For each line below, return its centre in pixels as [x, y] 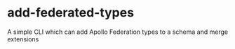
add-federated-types [71, 13]
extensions [23, 39]
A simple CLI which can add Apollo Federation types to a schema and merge [118, 32]
